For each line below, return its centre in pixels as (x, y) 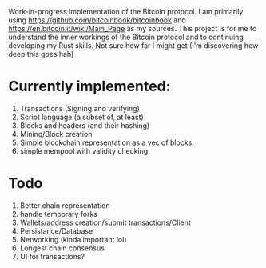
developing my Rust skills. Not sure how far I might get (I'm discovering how (133, 46)
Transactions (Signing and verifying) (79, 108)
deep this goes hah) (41, 54)
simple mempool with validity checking (84, 150)
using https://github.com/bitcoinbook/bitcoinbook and (97, 20)
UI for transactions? (52, 256)
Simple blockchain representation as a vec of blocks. (107, 142)
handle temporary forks (59, 214)
